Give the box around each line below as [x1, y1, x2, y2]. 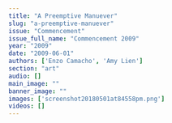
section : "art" [8, 65, 60, 73]
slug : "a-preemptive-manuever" [8, 19, 114, 28]
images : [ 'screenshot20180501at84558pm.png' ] [8, 95, 165, 103]
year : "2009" [8, 42, 53, 50]
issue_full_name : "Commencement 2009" [8, 34, 140, 43]
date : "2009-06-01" [8, 49, 75, 57]
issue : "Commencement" [8, 27, 85, 35]
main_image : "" [8, 79, 60, 87]
